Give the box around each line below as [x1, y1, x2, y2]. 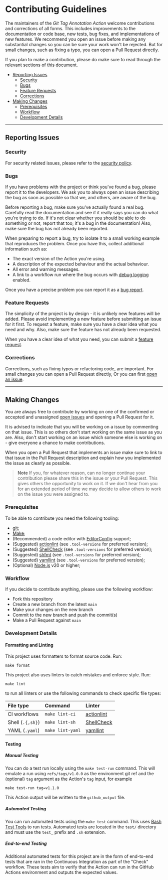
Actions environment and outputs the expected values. [5, 869, 118, 875]
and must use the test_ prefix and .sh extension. [5, 829, 106, 835]
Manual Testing [5, 753, 39, 759]
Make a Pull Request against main [12, 617, 81, 623]
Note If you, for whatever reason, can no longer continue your [17, 470, 145, 476]
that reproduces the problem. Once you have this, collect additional [5, 240, 144, 246]
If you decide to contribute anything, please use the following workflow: [5, 586, 153, 592]
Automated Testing [5, 806, 46, 812]
